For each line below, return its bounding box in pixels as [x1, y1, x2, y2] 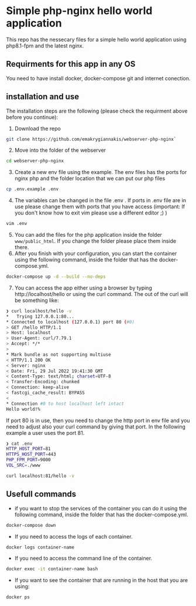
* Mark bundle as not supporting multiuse [6, 352, 111, 358]
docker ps [6, 594, 30, 600]
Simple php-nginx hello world [6, 4, 153, 18]
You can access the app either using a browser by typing [14, 284, 152, 291]
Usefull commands [6, 489, 77, 499]
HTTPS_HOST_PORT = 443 [6, 451, 57, 458]
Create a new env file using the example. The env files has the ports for [14, 169, 187, 176]
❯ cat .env [6, 441, 33, 447]
